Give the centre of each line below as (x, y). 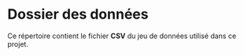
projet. (18, 44)
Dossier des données (78, 14)
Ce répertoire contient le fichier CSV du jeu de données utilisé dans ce (122, 36)
